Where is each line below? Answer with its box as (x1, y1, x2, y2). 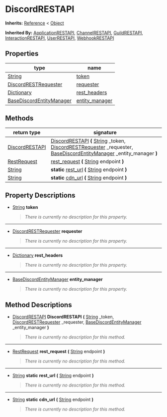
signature (93, 129, 117, 136)
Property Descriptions (5, 191, 76, 199)
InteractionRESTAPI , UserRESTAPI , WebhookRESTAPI (5, 35, 114, 41)
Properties (5, 49, 39, 58)
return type (13, 129, 41, 136)
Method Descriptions (5, 301, 72, 309)
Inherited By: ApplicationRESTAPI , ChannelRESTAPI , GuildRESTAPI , (5, 29, 143, 35)
